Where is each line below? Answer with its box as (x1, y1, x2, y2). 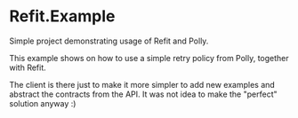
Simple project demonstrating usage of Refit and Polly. (9, 35, 209, 46)
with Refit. (9, 62, 46, 73)
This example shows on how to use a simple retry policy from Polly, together (9, 52, 289, 63)
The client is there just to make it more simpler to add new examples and (9, 79, 276, 90)
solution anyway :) (9, 98, 77, 108)
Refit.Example (9, 6, 116, 27)
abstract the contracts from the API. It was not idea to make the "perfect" (9, 89, 278, 99)
